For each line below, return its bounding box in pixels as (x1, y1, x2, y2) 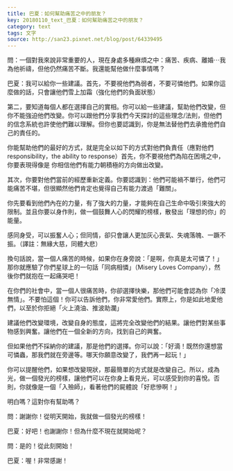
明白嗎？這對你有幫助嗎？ (7, 397, 80, 406)
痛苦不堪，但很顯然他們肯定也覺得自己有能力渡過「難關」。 (12, 185, 180, 193)
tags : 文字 (7, 29, 37, 37)
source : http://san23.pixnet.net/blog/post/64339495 (7, 36, 163, 43)
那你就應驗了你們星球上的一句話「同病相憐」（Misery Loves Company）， (7, 263, 215, 271)
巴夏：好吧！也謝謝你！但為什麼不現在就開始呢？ (7, 427, 147, 436)
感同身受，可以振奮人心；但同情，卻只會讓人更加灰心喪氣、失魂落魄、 (7, 231, 208, 239)
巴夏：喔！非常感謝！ (7, 456, 68, 465)
